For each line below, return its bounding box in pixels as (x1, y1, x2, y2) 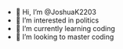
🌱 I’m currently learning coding (15, 24, 116, 33)
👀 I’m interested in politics (15, 16, 99, 25)
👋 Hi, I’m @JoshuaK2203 (15, 8, 96, 16)
